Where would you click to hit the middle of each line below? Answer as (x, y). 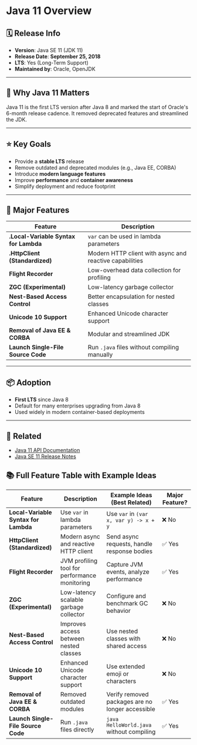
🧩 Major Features (38, 210)
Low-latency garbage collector (131, 287)
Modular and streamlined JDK (129, 334)
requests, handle (129, 544)
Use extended (126, 666)
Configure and (126, 596)
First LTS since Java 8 (41, 400)
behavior (118, 611)
